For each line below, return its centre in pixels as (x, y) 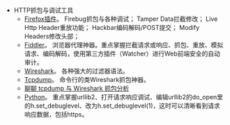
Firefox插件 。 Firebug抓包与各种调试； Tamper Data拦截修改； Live (121, 19)
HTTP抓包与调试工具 (44, 10)
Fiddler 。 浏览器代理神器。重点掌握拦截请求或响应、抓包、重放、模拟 (124, 45)
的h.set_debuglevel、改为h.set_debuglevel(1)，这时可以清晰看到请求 (122, 106)
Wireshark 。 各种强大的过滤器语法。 (76, 71)
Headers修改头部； (52, 36)
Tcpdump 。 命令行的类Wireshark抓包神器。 (87, 80)
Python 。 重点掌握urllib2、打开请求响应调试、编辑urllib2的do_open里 (123, 97)
